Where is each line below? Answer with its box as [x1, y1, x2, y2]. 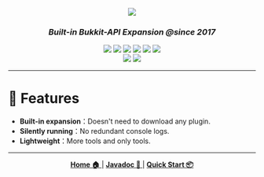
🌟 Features [8, 90, 80, 108]
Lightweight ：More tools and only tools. [19, 136, 151, 146]
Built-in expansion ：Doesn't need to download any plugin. [19, 116, 211, 126]
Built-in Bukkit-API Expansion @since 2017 [48, 26, 216, 37]
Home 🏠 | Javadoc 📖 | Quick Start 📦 [70, 160, 194, 169]
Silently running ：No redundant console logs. [19, 127, 170, 136]
